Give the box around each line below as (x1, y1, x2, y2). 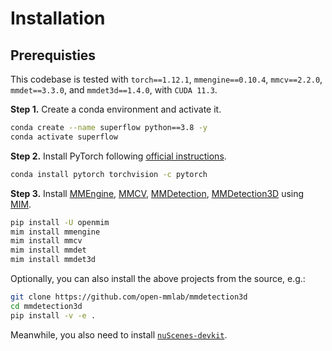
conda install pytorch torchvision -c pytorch (10, 169, 208, 179)
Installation (10, 7, 106, 30)
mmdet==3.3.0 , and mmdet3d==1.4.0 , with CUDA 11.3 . (10, 84, 218, 96)
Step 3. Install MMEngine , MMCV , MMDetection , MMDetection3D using (10, 187, 305, 199)
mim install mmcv (10, 236, 83, 246)
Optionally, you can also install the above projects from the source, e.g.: (10, 273, 306, 284)
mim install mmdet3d (10, 255, 97, 265)
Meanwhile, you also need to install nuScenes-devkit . (10, 328, 228, 341)
